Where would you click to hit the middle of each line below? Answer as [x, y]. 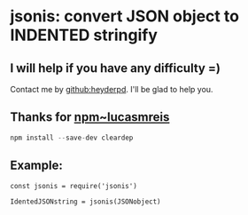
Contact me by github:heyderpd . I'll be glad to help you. [112, 89]
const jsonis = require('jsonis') [74, 186]
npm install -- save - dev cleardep [72, 138]
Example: [36, 166]
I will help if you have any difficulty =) [115, 68]
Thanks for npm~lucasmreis [90, 117]
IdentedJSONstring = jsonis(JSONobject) [86, 202]
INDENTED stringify [84, 35]
